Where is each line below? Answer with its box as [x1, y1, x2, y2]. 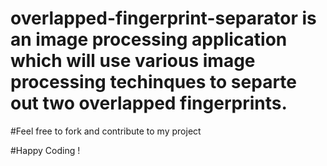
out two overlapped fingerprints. [10, 92, 288, 115]
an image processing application [10, 28, 288, 51]
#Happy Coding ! [10, 144, 81, 156]
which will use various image [10, 50, 256, 72]
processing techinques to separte [10, 71, 297, 94]
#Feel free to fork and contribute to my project [10, 125, 202, 137]
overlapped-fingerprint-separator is [10, 7, 317, 30]
